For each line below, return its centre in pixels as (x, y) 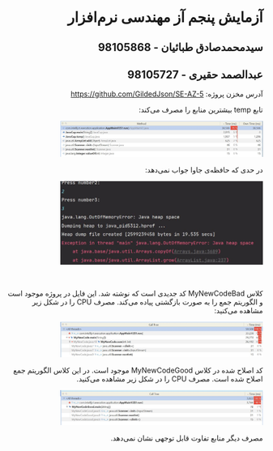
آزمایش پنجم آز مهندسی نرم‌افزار (165, 17)
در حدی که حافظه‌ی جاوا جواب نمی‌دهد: (204, 170)
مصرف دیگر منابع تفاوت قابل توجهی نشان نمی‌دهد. (187, 438)
